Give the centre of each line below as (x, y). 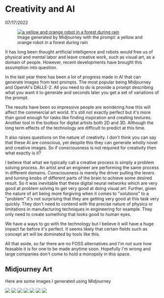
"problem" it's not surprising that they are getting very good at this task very (82, 198)
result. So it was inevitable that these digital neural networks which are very (81, 183)
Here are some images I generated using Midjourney (58, 281)
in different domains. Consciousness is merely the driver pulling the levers (80, 172)
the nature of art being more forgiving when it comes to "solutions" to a (77, 193)
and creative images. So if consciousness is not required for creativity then (81, 148)
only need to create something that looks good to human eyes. (68, 214)
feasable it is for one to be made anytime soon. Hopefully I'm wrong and (78, 249)
